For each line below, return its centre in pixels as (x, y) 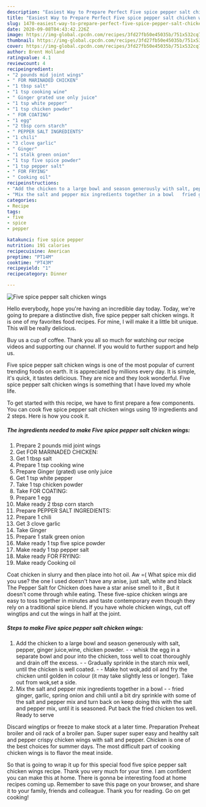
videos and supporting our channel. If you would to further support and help (103, 346)
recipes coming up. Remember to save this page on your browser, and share (103, 784)
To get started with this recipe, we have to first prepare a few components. (101, 403)
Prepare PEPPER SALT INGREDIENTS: (63, 510)
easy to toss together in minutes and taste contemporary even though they (101, 600)
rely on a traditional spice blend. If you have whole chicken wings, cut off (99, 607)
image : (15, 35)
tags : (14, 212)
